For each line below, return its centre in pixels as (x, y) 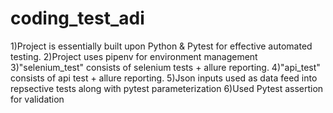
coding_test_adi (77, 18)
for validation (37, 99)
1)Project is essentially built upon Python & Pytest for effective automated (161, 46)
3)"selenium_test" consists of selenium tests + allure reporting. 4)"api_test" (165, 67)
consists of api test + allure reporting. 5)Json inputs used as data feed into (164, 78)
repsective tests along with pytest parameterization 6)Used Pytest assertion (167, 88)
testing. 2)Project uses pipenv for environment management (134, 56)
